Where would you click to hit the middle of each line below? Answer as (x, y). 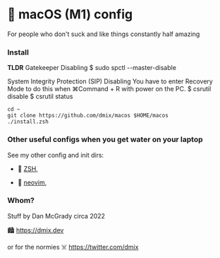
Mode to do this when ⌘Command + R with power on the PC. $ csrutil (109, 89)
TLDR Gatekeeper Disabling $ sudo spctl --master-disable (92, 68)
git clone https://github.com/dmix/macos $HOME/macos (88, 116)
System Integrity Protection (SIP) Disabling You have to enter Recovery (110, 81)
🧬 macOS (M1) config (70, 14)
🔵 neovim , (32, 182)
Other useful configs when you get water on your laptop (105, 139)
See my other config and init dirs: (56, 155)
